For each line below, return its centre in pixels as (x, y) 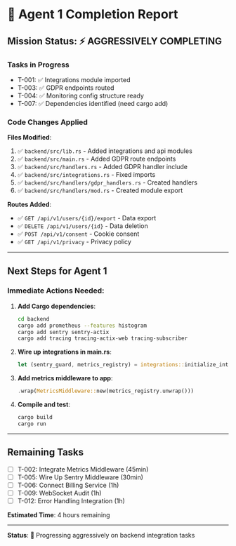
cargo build (35, 418)
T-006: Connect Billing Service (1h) (68, 485)
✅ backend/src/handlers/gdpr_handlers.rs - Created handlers (107, 182)
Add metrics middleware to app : (65, 378)
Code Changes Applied (47, 122)
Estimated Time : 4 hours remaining (59, 514)
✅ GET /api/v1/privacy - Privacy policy (74, 242)
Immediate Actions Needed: (56, 291)
